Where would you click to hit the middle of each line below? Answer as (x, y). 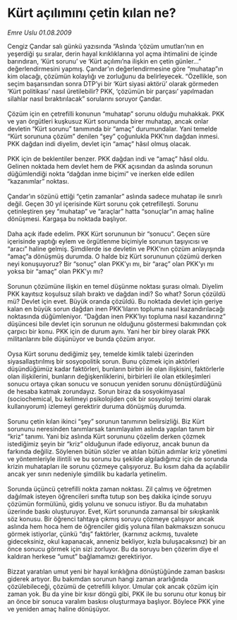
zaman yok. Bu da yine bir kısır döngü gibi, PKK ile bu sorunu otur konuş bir (117, 594)
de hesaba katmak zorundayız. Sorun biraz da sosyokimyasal (96, 391)
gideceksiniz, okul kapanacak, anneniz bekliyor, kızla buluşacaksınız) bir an (117, 541)
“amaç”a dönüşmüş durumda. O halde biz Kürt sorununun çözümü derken (115, 256)
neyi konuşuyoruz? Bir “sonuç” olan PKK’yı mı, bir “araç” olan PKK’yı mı (111, 263)
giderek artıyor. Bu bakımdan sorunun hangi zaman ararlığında (98, 579)
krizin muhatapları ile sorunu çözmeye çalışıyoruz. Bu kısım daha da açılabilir (119, 466)
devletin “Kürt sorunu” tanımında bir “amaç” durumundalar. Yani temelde (112, 129)
